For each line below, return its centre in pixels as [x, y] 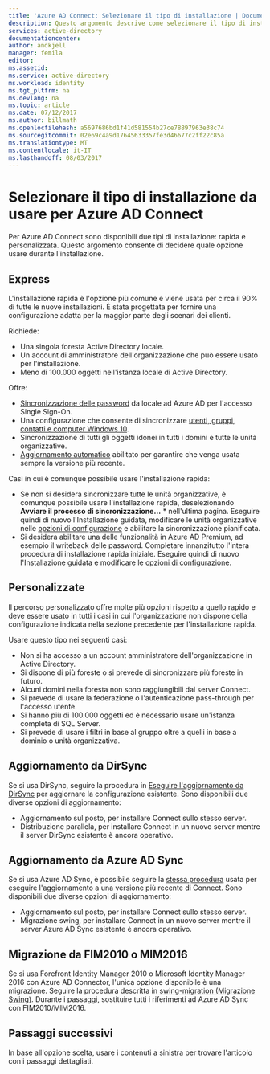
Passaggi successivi [61, 1033]
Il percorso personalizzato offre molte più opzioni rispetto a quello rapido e [132, 606]
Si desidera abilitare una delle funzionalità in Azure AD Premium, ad [131, 537]
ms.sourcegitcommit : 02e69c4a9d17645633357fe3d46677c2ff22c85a [117, 135]
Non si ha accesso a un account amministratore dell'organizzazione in [136, 655]
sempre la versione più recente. [72, 463]
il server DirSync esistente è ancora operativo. [97, 835]
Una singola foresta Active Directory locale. [92, 347]
